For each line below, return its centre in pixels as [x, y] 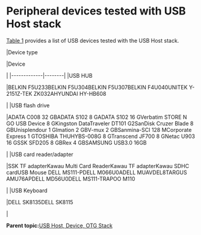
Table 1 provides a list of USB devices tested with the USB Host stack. [93, 40]
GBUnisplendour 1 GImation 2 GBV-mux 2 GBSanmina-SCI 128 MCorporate [99, 130]
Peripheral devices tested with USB [96, 11]
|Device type [22, 52]
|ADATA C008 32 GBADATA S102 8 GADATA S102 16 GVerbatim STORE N [97, 117]
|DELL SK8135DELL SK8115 [40, 202]
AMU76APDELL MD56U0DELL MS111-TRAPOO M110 [71, 178]
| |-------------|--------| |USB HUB [49, 75]
